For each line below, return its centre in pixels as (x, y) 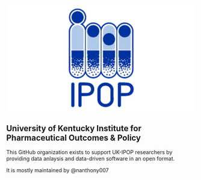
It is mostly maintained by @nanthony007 (58, 170)
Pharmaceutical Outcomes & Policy (74, 138)
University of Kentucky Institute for (74, 128)
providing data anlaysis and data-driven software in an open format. (91, 159)
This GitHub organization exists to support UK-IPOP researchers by (89, 152)
